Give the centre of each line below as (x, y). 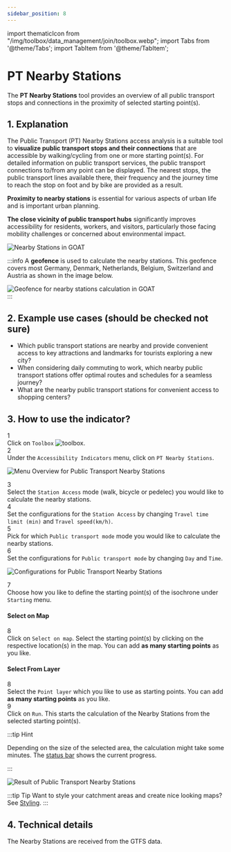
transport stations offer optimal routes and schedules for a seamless (114, 375)
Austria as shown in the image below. (60, 276)
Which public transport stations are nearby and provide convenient (113, 346)
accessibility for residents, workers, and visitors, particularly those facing (112, 227)
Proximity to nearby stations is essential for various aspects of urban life (112, 199)
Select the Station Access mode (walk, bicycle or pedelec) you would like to (115, 492)
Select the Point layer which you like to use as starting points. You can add (115, 692)
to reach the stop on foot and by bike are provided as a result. (95, 185)
